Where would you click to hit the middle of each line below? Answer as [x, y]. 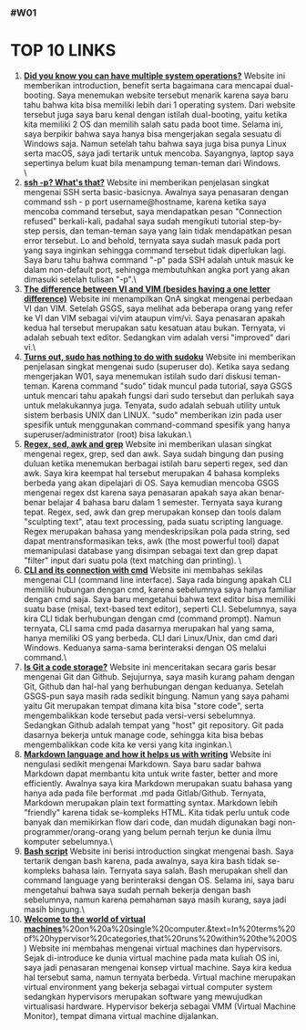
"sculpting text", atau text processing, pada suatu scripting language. [153, 521]
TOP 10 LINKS [63, 51]
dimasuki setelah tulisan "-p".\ [80, 279]
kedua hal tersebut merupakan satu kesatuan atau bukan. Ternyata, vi [154, 328]
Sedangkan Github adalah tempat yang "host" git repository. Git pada [153, 725]
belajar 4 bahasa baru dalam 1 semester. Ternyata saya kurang [165, 502]
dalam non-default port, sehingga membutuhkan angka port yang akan [157, 269]
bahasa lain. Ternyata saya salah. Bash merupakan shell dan [175, 870]
